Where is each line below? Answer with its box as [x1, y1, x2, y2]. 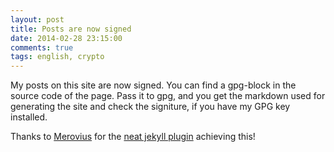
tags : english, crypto [10, 52, 105, 62]
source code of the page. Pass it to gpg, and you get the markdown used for [10, 90, 326, 102]
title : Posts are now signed [10, 24, 132, 34]
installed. [10, 111, 48, 123]
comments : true [10, 42, 74, 53]
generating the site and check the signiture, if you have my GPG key [10, 101, 291, 113]
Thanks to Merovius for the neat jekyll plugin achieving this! [10, 131, 256, 143]
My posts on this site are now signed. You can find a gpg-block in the [10, 79, 297, 91]
